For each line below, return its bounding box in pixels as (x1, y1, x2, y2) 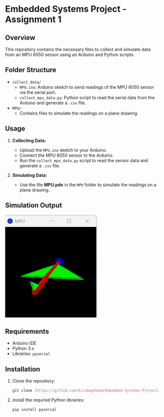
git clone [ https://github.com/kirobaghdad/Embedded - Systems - (12, 388, 142, 393)
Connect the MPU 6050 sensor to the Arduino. (19, 152, 114, 158)
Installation (5, 365, 40, 373)
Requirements (5, 327, 49, 335)
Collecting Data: (12, 138, 46, 143)
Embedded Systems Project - (5, 3, 127, 15)
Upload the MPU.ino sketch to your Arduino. (19, 147, 107, 153)
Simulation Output (5, 201, 62, 210)
